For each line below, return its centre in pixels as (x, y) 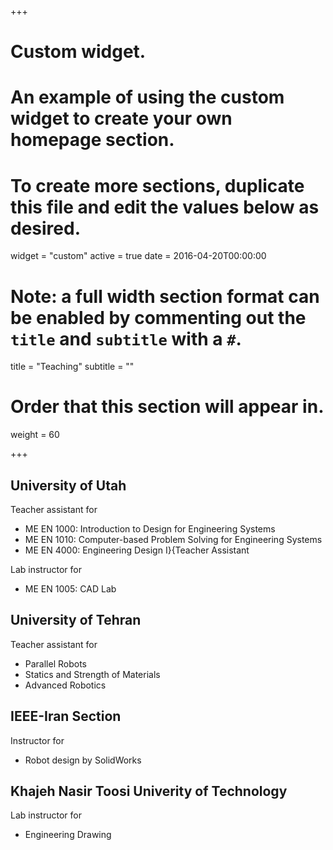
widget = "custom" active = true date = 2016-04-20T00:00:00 (138, 256)
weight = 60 (35, 435)
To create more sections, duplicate (157, 185)
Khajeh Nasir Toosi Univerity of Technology (149, 791)
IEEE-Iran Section (66, 716)
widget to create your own (121, 118)
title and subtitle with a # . (126, 338)
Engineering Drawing (68, 835)
